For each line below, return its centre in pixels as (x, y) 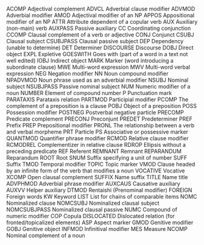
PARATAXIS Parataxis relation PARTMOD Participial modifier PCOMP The (97, 99)
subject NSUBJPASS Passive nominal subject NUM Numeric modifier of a (98, 87)
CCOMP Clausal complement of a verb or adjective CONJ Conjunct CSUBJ (100, 35)
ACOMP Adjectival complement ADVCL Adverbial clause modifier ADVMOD (101, 9)
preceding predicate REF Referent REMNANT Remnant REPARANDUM (94, 151)
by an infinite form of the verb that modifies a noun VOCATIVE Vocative (96, 171)
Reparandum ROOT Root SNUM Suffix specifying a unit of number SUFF (97, 158)
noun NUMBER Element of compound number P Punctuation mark (89, 93)
